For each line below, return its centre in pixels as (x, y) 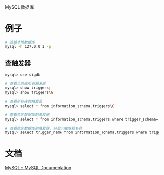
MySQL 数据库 (20, 7)
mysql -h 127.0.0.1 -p (28, 46)
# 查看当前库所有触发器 (26, 84)
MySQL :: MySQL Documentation (38, 168)
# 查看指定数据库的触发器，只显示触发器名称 (44, 128)
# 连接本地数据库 (20, 42)
